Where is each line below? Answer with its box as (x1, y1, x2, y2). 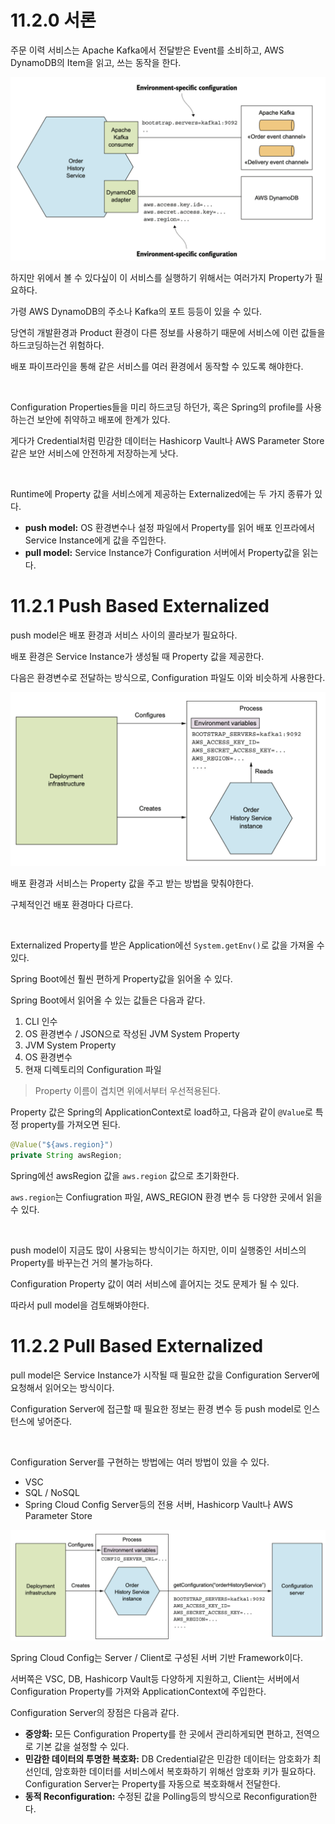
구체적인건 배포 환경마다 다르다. (10, 899, 134, 911)
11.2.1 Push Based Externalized (10, 595, 270, 618)
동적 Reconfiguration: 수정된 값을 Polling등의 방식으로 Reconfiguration (24, 1791, 310, 1803)
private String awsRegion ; (10, 1151, 123, 1161)
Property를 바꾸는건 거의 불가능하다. (10, 1257, 153, 1269)
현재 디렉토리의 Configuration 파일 (24, 1064, 162, 1076)
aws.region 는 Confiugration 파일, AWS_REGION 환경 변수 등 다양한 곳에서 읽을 (10, 1191, 323, 1203)
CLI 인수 (24, 1016, 58, 1028)
